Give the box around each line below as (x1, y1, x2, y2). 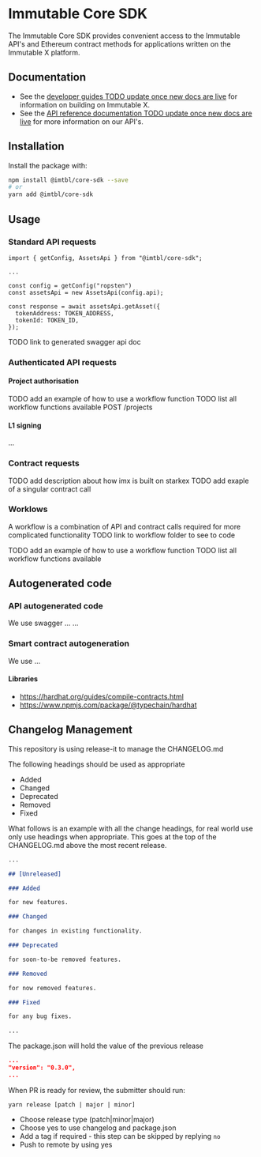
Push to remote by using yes (19, 1140, 113, 1149)
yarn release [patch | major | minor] (8, 1100, 136, 1109)
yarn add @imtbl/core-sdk (8, 190, 93, 198)
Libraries (8, 674, 38, 684)
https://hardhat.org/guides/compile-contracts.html (19, 692, 184, 701)
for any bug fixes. (8, 1012, 73, 1020)
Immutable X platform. (8, 47, 80, 57)
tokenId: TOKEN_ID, (15, 316, 80, 324)
